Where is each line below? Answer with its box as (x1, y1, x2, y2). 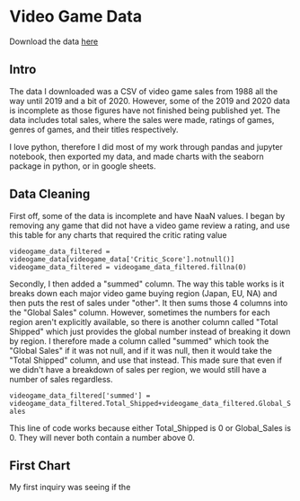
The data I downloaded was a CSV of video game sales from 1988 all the (9, 85, 278, 96)
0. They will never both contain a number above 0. (9, 432, 195, 443)
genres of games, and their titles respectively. (9, 124, 179, 135)
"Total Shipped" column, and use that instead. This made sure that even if (9, 355, 283, 365)
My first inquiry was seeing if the (9, 482, 131, 493)
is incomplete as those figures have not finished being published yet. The (9, 105, 281, 116)
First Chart (9, 458, 71, 473)
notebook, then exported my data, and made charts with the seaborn (9, 151, 265, 162)
